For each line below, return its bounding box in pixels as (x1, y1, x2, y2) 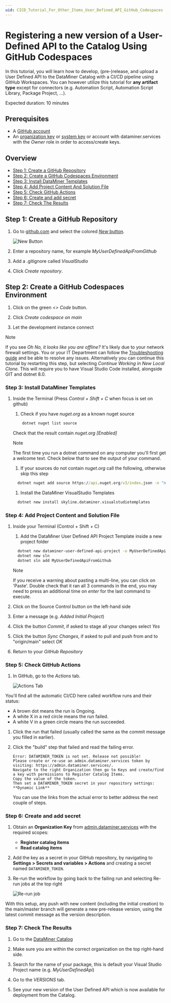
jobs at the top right (21, 881, 63, 887)
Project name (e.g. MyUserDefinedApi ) (12, 967, 94, 973)
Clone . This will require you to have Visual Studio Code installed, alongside (5, 366, 162, 372)
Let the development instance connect (12, 324, 94, 330)
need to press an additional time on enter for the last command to (12, 588, 151, 594)
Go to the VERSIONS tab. (12, 976, 65, 983)
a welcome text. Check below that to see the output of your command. (12, 455, 161, 461)
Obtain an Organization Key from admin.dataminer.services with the (12, 824, 157, 830)
